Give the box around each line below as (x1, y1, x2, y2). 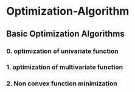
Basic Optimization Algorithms (6, 29, 125, 39)
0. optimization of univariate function (6, 47, 119, 55)
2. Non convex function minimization (6, 79, 117, 88)
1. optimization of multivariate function (6, 63, 123, 71)
